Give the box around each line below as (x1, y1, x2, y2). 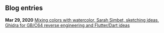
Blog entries (5, 4, 43, 12)
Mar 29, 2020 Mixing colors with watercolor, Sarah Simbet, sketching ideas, (5, 17, 159, 23)
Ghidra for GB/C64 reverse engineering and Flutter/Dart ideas (5, 22, 130, 28)
